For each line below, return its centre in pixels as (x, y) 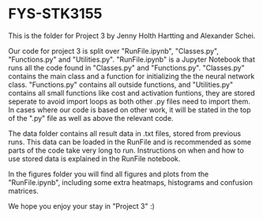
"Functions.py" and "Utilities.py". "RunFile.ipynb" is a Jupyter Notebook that (131, 59)
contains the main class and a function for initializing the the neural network (131, 76)
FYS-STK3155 (55, 14)
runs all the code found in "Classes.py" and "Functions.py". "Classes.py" (126, 67)
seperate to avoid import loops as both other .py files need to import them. (129, 101)
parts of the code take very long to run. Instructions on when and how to (126, 150)
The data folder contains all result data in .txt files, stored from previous (125, 133)
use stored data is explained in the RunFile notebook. (94, 158)
